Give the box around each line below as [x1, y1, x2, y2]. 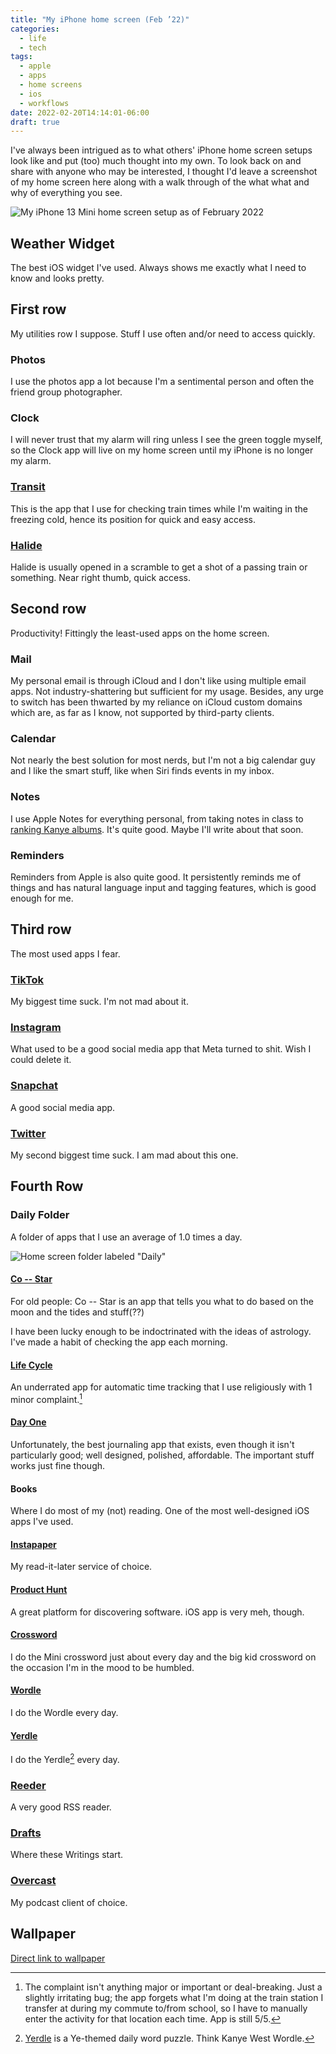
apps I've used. [10, 1516, 74, 1528]
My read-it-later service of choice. [10, 1561, 153, 1573]
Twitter [10, 1126, 47, 1140]
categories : [10, 24, 60, 34]
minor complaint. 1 [10, 1392, 83, 1405]
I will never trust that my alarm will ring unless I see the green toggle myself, [10, 434, 323, 446]
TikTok [10, 972, 45, 986]
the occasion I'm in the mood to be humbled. [10, 1661, 195, 1673]
